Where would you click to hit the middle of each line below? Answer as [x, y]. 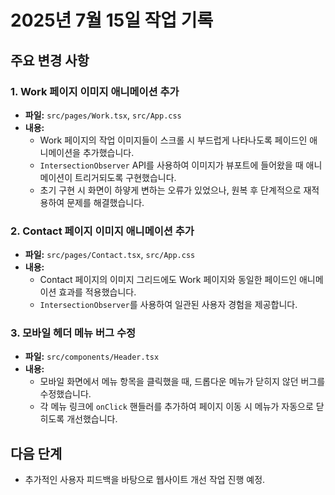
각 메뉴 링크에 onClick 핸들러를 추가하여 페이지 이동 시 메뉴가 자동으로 [176, 407]
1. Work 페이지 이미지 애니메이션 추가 [95, 91]
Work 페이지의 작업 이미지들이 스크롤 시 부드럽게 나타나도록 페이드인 [173, 140]
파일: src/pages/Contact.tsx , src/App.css [110, 255]
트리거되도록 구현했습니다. [125, 177]
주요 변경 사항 [50, 60]
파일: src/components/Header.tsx [92, 357]
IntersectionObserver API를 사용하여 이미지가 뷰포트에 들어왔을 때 [171, 165]
